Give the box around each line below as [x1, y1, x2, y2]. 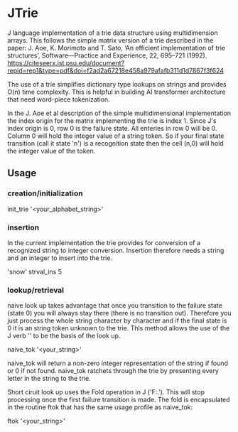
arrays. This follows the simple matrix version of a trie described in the [7, 36, 214, 44]
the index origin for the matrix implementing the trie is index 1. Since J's [7, 116, 217, 125]
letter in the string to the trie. [7, 374, 91, 383]
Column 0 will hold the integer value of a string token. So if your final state [7, 131, 225, 140]
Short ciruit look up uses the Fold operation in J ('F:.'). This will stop [7, 388, 205, 396]
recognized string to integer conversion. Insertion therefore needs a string [7, 246, 225, 254]
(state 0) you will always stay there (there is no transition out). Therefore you [7, 309, 232, 318]
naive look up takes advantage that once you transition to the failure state [7, 301, 222, 310]
